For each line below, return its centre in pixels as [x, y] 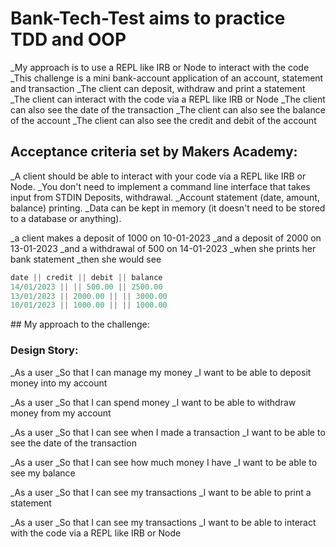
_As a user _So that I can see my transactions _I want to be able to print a [161, 492]
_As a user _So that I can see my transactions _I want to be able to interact [163, 522]
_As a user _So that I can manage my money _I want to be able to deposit [161, 372]
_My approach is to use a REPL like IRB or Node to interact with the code [160, 67]
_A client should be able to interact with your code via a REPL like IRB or [158, 176]
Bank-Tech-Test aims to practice [148, 18]
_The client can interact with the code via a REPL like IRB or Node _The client [168, 99]
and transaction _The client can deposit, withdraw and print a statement [158, 88]
